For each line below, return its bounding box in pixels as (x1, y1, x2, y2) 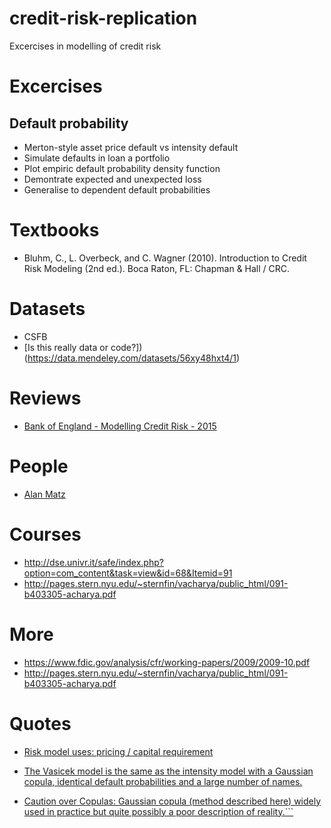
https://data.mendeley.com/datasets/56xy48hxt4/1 (27, 352, 237, 364)
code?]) (110, 341, 143, 353)
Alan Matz (23, 488, 66, 500)
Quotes (9, 712, 72, 735)
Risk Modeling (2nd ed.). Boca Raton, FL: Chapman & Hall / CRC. (23, 262, 291, 274)
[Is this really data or (23, 341, 109, 353)
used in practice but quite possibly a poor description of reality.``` (23, 805, 294, 817)
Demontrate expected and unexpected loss (23, 173, 202, 185)
